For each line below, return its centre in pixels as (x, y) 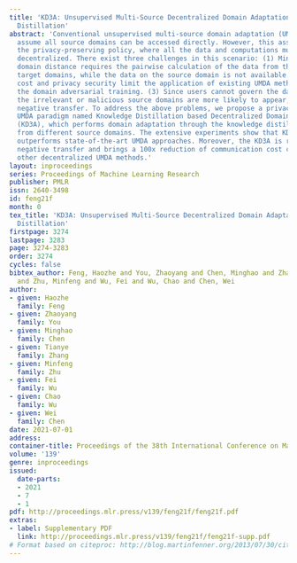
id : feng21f (31, 199)
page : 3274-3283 (39, 248)
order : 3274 (31, 257)
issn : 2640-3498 (39, 191)
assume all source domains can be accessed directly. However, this (146, 42)
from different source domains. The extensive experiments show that (148, 133)
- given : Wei (33, 413)
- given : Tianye (39, 347)
